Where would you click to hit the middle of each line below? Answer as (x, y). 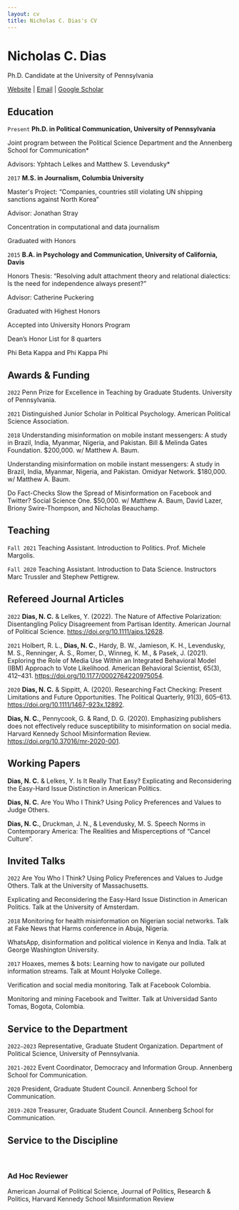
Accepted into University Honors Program (69, 325)
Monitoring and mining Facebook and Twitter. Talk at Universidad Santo (112, 999)
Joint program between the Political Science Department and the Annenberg (120, 143)
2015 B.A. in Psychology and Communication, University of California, (112, 255)
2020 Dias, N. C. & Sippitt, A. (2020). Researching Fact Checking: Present (115, 689)
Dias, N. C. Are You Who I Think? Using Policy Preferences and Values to (115, 802)
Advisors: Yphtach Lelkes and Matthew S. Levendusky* (89, 164)
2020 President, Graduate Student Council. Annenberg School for (102, 1089)
